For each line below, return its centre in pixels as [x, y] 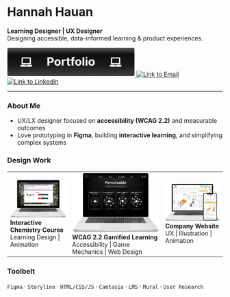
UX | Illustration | [189, 233]
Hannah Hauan [50, 12]
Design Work [29, 161]
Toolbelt [21, 272]
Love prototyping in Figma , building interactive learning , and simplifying [119, 135]
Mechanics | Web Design [107, 252]
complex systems [42, 143]
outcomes [31, 128]
